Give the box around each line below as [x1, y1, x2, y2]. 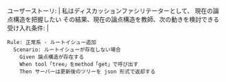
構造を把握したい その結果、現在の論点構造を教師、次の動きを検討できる [12, 15, 220, 23]
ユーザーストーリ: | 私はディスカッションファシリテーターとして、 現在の [7, 7, 213, 14]
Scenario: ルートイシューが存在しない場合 [13, 46, 122, 53]
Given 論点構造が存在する [19, 54, 84, 61]
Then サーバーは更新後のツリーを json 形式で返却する [19, 68, 156, 75]
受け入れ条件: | [7, 24, 49, 32]
